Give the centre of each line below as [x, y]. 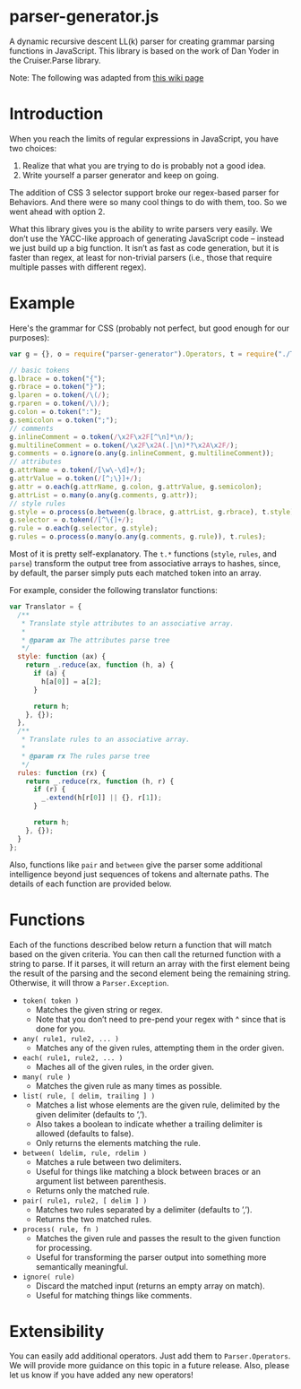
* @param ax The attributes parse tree [95, 640]
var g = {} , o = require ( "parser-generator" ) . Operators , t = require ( [144, 354]
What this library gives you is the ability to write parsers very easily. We [141, 229]
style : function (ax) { [61, 657]
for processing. [64, 1247]
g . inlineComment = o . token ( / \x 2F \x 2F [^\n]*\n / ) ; [102, 436]
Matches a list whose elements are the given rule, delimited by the [158, 1105]
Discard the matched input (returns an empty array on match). [150, 1285]
